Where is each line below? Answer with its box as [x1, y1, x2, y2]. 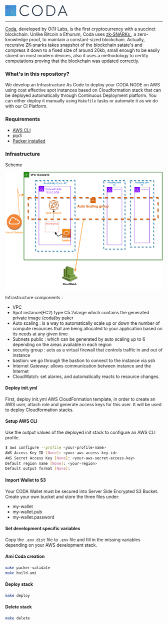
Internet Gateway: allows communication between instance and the [12, 362, 151, 368]
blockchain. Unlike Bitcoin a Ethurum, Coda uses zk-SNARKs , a [5, 31, 136, 37]
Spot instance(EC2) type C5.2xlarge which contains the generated [12, 309, 149, 315]
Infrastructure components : [5, 294, 63, 300]
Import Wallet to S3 [5, 477, 46, 483]
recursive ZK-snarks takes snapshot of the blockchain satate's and [5, 42, 142, 48]
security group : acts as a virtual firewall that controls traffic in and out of [12, 346, 163, 353]
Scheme [5, 162, 22, 168]
